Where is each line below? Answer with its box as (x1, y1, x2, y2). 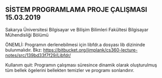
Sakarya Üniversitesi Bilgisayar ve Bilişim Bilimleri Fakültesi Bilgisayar (5, 26, 148, 32)
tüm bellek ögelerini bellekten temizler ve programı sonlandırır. (5, 67, 135, 73)
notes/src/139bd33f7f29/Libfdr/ (5, 52, 71, 58)
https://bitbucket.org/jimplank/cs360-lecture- (43, 46, 138, 53)
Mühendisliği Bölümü (5, 31, 49, 38)
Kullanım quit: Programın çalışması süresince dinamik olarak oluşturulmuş (5, 61, 157, 68)
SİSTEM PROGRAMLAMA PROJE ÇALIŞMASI (5, 5, 147, 14)
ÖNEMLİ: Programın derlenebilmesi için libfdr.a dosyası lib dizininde (5, 41, 145, 47)
